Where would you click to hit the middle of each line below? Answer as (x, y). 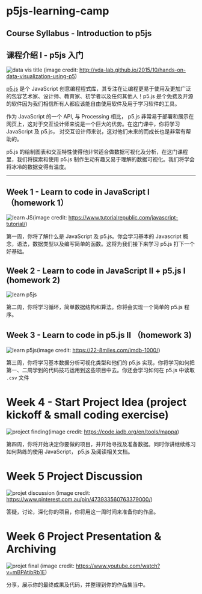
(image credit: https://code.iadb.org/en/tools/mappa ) (113, 432)
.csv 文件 (18, 378)
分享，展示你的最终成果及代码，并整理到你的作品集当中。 (77, 584)
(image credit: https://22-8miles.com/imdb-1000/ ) (98, 350)
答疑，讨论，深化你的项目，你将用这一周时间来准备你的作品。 (83, 512)
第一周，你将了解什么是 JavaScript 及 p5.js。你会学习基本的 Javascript (94, 236)
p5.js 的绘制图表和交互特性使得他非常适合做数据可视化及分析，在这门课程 (97, 152)
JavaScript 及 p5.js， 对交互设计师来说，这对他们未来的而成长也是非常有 (96, 132)
